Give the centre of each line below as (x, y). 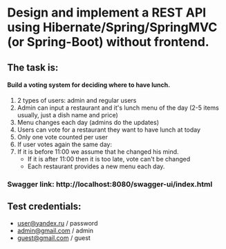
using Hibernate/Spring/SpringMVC (112, 27)
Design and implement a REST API (107, 13)
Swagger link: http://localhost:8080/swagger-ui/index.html (110, 184)
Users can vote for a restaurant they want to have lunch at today (109, 130)
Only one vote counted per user (63, 137)
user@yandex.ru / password (57, 223)
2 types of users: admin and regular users (77, 100)
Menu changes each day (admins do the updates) (88, 122)
